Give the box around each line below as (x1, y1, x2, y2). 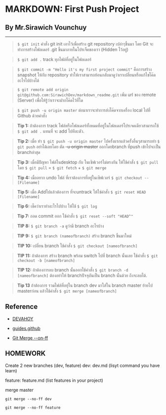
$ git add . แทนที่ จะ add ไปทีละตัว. (17, 128, 85, 134)
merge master (5, 387, 34, 393)
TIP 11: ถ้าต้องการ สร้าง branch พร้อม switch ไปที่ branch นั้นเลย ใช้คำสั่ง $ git (17, 253, 158, 259)
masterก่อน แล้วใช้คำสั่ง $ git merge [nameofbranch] (17, 288, 117, 294)
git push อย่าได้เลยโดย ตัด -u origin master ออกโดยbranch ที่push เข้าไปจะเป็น (17, 144, 161, 150)
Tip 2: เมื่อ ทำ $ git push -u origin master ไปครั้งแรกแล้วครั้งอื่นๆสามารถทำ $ (17, 138, 160, 144)
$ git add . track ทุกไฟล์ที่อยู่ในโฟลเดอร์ (17, 56, 92, 62)
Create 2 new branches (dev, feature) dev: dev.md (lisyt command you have (5, 363, 160, 368)
